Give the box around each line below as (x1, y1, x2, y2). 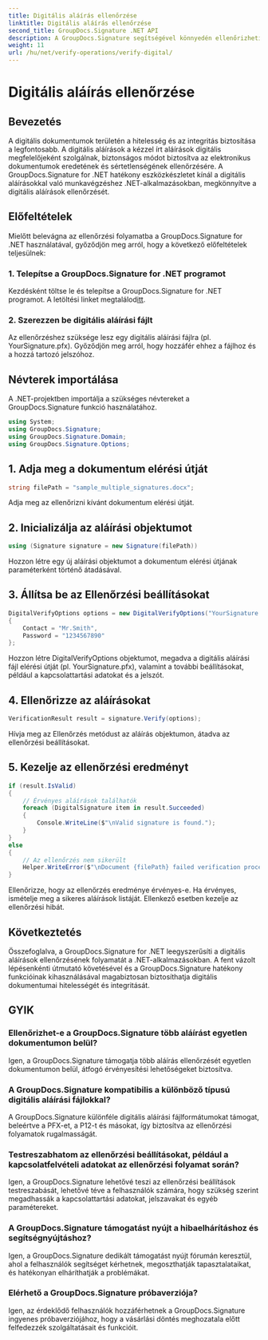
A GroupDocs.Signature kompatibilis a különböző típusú (8, 1084, 231, 1095)
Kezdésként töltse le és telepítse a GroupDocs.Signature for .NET (8, 287, 223, 296)
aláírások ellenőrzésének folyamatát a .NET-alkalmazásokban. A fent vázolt (8, 955, 256, 964)
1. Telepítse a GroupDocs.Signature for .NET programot (8, 268, 226, 279)
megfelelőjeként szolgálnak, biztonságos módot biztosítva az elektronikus (8, 153, 251, 162)
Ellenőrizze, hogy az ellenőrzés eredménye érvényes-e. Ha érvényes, (8, 885, 237, 895)
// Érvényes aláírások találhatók (22, 796, 137, 804)
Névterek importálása (8, 373, 119, 386)
